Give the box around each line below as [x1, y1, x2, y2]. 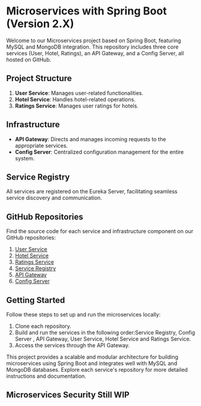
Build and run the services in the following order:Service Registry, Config [14, 329, 196, 336]
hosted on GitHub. [6, 56, 52, 63]
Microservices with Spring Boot [6, 4, 167, 18]
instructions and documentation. [6, 372, 86, 380]
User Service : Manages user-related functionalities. [14, 89, 144, 97]
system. [14, 154, 35, 162]
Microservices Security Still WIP [6, 390, 130, 400]
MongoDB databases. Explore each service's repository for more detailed [6, 366, 188, 373]
